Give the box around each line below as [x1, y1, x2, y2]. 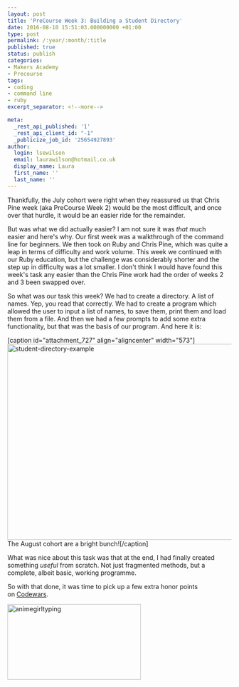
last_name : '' [14, 176, 55, 183]
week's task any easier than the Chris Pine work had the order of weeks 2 [7, 270, 224, 279]
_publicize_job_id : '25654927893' [14, 136, 116, 144]
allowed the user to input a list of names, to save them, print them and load [7, 306, 226, 315]
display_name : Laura [14, 163, 75, 170]
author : [7, 143, 31, 150]
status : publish [7, 51, 55, 58]
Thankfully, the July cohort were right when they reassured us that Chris [7, 196, 221, 204]
